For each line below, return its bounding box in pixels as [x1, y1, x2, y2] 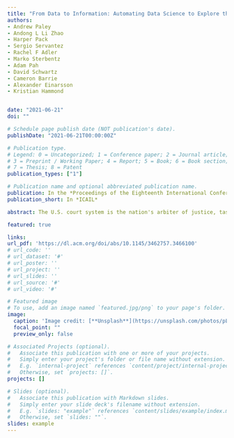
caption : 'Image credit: [13, 318, 86, 324]
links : [7, 234, 26, 241]
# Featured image [7, 298, 58, 305]
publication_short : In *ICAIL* [7, 196, 98, 203]
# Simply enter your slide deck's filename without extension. [7, 401, 201, 408]
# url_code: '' [7, 247, 52, 254]
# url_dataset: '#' [7, 253, 64, 260]
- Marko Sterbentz [7, 56, 61, 63]
